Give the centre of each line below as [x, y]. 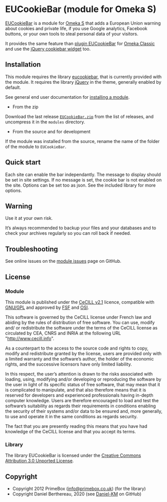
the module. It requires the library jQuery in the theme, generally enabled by [83, 82]
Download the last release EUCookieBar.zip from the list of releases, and [79, 116]
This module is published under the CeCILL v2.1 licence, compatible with [80, 302]
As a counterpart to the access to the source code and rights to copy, [77, 348]
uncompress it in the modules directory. [45, 122]
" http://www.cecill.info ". [30, 338]
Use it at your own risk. [29, 218]
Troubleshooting [32, 249]
